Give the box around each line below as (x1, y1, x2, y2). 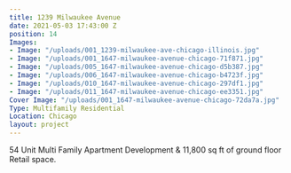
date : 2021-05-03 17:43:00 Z (9, 21, 117, 30)
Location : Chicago (9, 112, 77, 121)
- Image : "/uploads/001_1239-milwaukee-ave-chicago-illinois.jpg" (9, 46, 260, 55)
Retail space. (9, 154, 57, 164)
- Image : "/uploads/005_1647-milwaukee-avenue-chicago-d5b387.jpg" (9, 63, 264, 72)
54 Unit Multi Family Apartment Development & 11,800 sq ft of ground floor (9, 145, 282, 155)
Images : (9, 37, 38, 47)
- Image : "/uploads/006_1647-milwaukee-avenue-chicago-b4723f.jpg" (9, 71, 264, 80)
